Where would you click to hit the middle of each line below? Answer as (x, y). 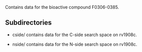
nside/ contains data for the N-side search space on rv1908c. (75, 44)
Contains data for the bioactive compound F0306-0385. (62, 7)
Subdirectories (28, 23)
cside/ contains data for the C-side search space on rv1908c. (74, 35)
